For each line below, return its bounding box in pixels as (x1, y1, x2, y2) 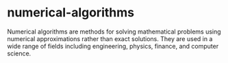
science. (7, 49, 31, 58)
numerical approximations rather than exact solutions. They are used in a (7, 34, 213, 42)
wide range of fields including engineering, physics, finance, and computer (7, 42, 219, 50)
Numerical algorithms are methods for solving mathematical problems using (7, 27, 221, 36)
